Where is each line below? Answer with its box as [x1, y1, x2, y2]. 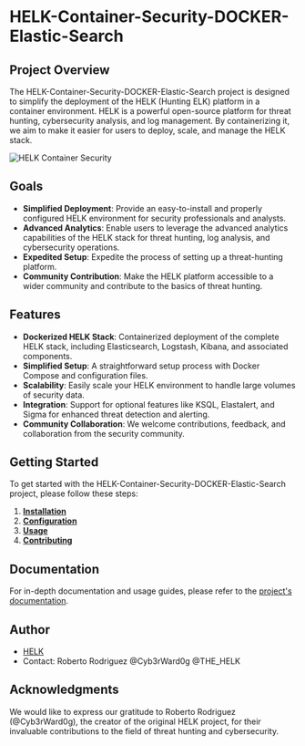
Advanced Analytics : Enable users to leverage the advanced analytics [22, 222, 289, 233]
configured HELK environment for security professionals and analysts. [22, 212, 287, 223]
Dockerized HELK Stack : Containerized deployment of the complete [22, 331, 280, 342]
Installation [22, 506, 66, 517]
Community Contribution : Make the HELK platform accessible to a [22, 271, 274, 282]
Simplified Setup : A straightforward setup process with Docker [22, 360, 260, 371]
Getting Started [9, 454, 99, 471]
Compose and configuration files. [22, 369, 148, 380]
